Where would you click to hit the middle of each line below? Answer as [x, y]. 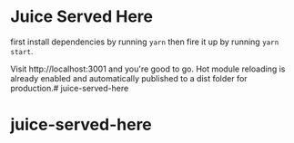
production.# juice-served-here [70, 88]
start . [22, 51]
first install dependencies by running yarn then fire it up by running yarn [145, 42]
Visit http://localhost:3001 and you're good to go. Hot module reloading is [148, 69]
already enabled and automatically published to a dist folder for [129, 78]
